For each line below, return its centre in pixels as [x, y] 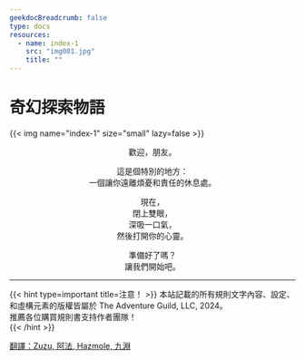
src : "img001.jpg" [60, 52]
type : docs [30, 26]
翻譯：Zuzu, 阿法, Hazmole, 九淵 [70, 345]
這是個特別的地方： [152, 171]
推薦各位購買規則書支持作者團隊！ [73, 316]
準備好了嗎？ [152, 255]
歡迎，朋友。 [152, 151]
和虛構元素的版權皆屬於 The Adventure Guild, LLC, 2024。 [119, 306]
